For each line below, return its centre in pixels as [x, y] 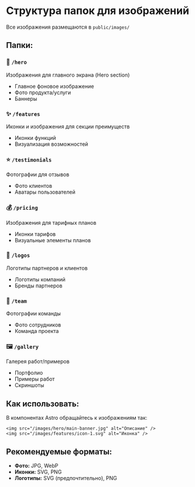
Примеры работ [35, 379]
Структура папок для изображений [97, 11]
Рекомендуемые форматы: [59, 452]
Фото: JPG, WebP [36, 466]
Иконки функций [35, 138]
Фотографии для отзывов [38, 174]
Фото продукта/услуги [43, 92]
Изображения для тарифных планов [51, 222]
